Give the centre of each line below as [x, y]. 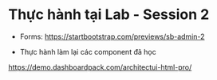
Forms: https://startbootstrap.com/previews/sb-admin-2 [112, 36]
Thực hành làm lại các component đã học [88, 51]
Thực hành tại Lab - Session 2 [109, 15]
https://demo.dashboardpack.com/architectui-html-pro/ [100, 67]
